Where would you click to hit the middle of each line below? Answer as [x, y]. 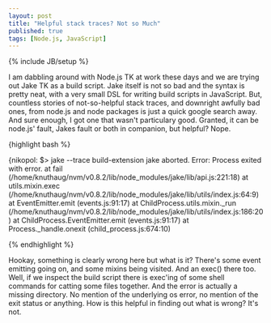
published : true [36, 31]
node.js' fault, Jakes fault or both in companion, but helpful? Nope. [120, 129]
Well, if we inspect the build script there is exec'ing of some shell [116, 278]
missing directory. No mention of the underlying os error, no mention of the [133, 295]
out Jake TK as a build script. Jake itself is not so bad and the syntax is [127, 86]
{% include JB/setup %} [49, 62]
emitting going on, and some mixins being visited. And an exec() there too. [132, 269]
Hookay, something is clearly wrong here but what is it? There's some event [135, 261]
